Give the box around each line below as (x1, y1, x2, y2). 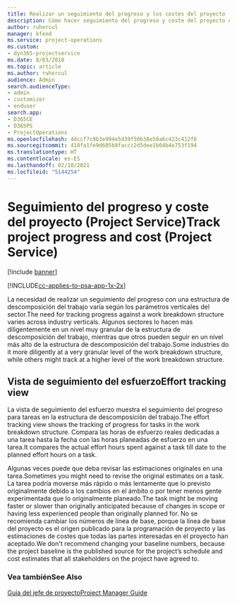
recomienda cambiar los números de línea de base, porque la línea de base (7, 517, 226, 525)
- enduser (7, 103, 37, 110)
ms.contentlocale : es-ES (7, 155, 80, 163)
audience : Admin (7, 76, 55, 84)
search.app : (7, 109, 42, 116)
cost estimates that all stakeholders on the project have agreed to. (7, 554, 200, 563)
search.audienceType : (7, 83, 71, 90)
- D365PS (7, 122, 33, 130)
